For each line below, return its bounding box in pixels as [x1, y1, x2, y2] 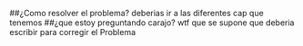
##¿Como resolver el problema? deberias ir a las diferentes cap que [9, 8, 264, 18]
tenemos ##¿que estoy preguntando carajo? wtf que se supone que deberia [9, 17, 295, 28]
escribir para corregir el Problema [9, 27, 136, 37]
